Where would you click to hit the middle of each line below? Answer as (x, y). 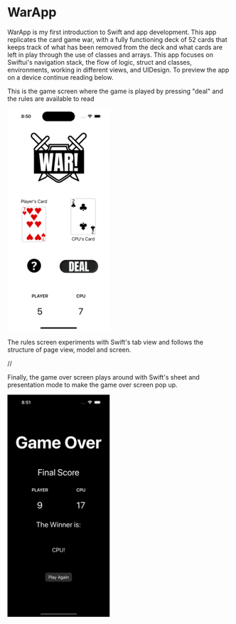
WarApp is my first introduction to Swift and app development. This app (112, 32)
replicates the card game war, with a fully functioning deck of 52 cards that (117, 39)
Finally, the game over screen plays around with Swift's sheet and (104, 377)
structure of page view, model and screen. (69, 350)
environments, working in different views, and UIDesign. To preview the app (118, 70)
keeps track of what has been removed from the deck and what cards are (115, 47)
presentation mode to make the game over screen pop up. (92, 384)
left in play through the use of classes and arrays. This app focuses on (111, 55)
